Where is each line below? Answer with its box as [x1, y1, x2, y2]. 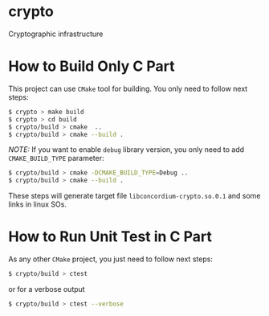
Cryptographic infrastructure [8, 29, 104, 39]
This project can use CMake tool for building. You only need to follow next [8, 84, 248, 93]
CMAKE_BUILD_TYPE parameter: [8, 154, 104, 163]
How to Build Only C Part [8, 57, 175, 76]
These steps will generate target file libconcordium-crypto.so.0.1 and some [8, 191, 261, 201]
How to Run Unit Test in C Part [8, 228, 213, 246]
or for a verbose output [8, 284, 86, 293]
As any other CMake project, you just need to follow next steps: [8, 254, 213, 264]
